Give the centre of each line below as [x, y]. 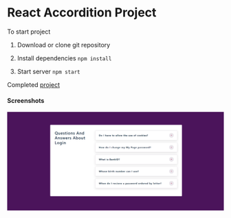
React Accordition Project [82, 13]
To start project [29, 32]
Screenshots [26, 100]
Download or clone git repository [64, 45]
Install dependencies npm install [64, 58]
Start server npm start [48, 71]
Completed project [34, 84]
